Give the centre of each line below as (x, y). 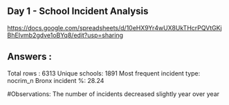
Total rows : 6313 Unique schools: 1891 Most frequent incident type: (104, 73)
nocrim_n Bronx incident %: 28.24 (56, 80)
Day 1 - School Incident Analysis (78, 11)
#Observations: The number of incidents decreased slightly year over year (113, 94)
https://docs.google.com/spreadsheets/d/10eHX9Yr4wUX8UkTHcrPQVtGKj (115, 27)
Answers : (29, 57)
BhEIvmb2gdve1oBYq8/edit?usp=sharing (65, 35)
